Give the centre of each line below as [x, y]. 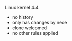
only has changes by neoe [40, 23]
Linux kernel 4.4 [22, 7]
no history [23, 17]
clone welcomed [29, 28]
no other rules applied [35, 33]
